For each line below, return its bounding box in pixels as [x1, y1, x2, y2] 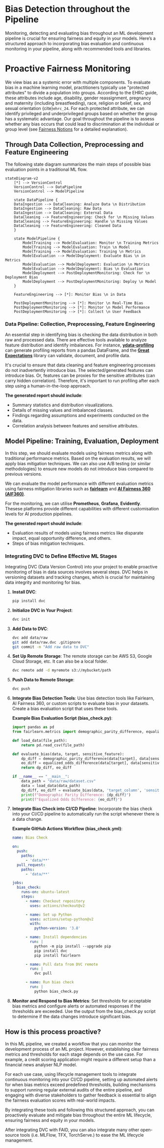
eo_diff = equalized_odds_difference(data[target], [21, 760, 129, 766]
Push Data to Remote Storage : [12, 677, 75, 683]
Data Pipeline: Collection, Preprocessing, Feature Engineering [5, 320, 155, 327]
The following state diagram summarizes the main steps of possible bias [5, 161, 151, 167]
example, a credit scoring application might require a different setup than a [5, 1056, 156, 1062]
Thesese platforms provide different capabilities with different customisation [5, 505, 159, 511]
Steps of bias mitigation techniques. [12, 540, 85, 546]
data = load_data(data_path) [21, 783, 81, 788]
